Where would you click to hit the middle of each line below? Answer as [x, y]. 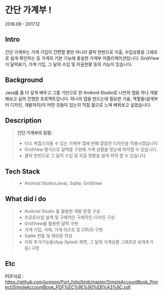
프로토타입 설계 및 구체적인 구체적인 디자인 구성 [70, 217]
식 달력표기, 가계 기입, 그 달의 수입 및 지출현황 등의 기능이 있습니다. [69, 64]
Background [24, 80]
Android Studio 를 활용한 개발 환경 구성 [62, 211]
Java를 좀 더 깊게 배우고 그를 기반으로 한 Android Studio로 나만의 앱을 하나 [77, 92]
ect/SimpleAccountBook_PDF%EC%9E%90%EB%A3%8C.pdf [68, 287]
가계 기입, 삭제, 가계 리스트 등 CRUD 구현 [64, 230]
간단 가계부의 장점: [35, 133]
